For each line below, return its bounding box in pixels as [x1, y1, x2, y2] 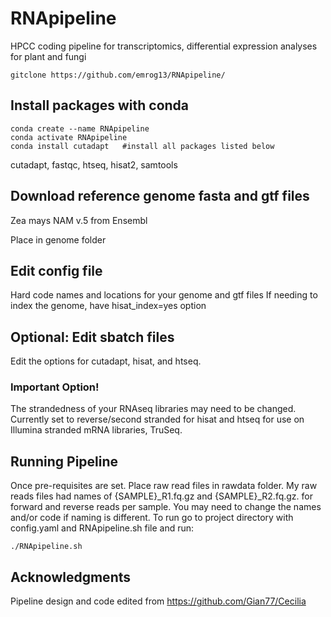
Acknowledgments [10, 568, 132, 586]
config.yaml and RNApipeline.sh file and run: [10, 522, 195, 534]
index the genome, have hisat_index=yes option [10, 300, 207, 312]
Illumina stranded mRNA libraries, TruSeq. [10, 424, 183, 436]
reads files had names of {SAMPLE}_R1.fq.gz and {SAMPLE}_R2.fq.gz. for [10, 490, 313, 502]
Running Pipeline [10, 453, 119, 470]
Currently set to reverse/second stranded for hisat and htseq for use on [10, 413, 305, 426]
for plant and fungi [10, 50, 87, 62]
